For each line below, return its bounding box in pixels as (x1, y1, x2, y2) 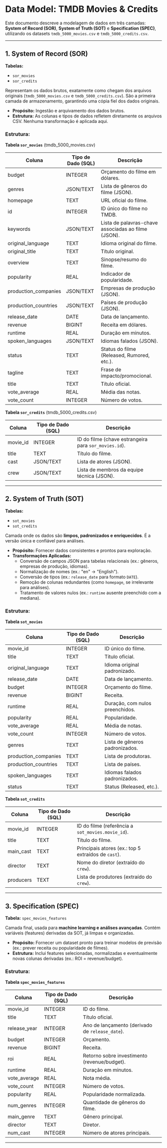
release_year (7, 1025, 37, 1032)
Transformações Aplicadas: (12, 552, 72, 558)
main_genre (7, 1113, 35, 1120)
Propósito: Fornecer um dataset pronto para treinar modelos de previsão (12, 939, 162, 945)
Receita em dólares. (101, 321, 148, 328)
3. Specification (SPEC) (5, 902, 79, 910)
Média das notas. (101, 389, 141, 396)
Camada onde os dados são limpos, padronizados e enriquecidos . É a (5, 532, 151, 538)
